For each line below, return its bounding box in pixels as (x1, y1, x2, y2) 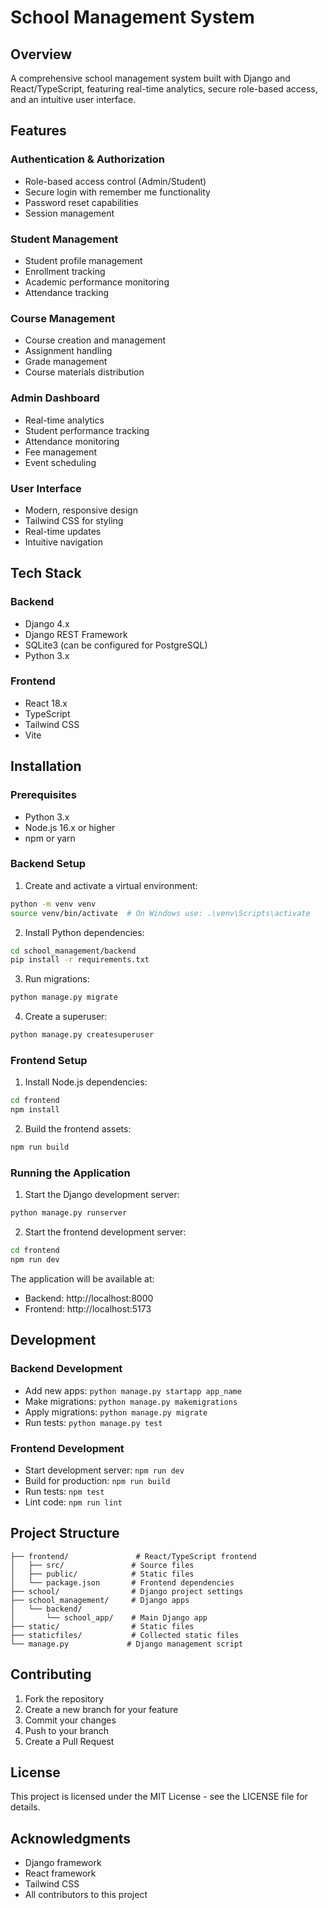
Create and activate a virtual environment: (24, 879, 198, 891)
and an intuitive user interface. (10, 94, 137, 105)
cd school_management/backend (10, 946, 137, 956)
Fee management (24, 446, 98, 458)
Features (10, 122, 67, 140)
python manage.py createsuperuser (10, 1030, 155, 1040)
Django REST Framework (24, 628, 128, 640)
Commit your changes (24, 1714, 117, 1726)
